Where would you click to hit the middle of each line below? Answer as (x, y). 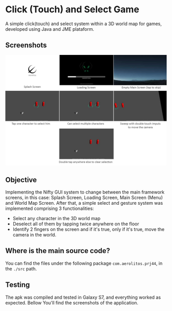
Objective (21, 180)
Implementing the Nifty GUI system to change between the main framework (85, 192)
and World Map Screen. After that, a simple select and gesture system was (84, 203)
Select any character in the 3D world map (57, 219)
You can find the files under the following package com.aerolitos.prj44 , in (84, 263)
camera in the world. (34, 235)
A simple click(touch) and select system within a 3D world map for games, (84, 24)
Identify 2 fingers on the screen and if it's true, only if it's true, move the (89, 229)
